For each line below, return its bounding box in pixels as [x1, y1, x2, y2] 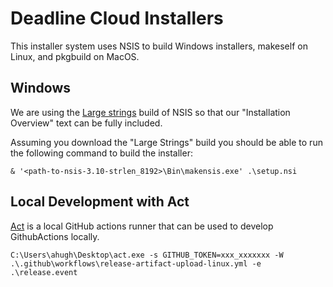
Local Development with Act [10, 193, 190, 211]
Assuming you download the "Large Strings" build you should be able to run [10, 136, 323, 148]
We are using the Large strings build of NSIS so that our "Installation [10, 106, 291, 118]
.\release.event [10, 267, 78, 277]
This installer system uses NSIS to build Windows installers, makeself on [10, 40, 308, 52]
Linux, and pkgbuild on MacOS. [10, 50, 140, 62]
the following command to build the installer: [10, 147, 193, 159]
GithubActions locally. [10, 230, 100, 242]
